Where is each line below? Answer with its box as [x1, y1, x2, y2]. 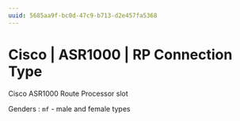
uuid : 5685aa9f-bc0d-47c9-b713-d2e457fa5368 [8, 11, 158, 20]
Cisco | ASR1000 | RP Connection [8, 45, 233, 63]
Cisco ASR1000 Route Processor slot [8, 89, 128, 98]
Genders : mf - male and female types [8, 104, 131, 113]
